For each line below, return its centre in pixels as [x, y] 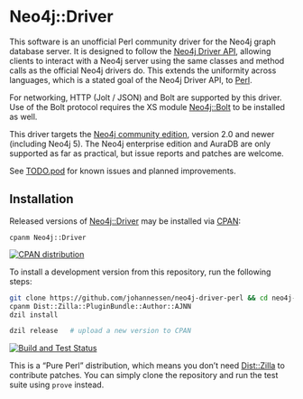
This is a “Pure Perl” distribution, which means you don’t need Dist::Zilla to [147, 366]
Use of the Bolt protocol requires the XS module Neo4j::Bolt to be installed [147, 107]
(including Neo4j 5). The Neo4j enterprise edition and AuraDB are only [140, 144]
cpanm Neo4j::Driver [48, 237]
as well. [23, 116]
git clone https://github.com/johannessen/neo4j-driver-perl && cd [139, 298]
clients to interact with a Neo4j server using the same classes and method [147, 60]
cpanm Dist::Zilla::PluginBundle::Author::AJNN [101, 306]
